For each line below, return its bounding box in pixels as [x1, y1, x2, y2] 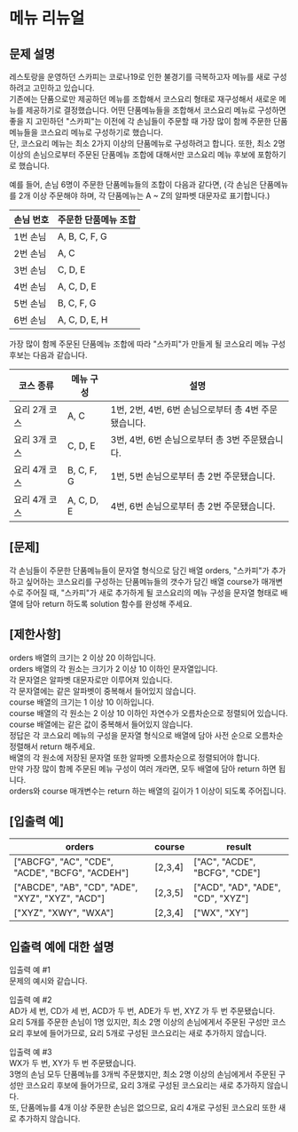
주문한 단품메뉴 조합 [57, 214, 137, 226]
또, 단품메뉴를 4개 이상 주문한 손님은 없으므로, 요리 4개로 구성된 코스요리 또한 [9, 1103, 277, 1113]
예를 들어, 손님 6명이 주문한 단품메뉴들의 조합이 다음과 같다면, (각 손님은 [9, 179, 258, 189]
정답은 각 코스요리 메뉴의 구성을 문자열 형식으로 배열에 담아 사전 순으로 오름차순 [9, 729, 284, 740]
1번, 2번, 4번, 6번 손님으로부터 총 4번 [110, 403, 259, 416]
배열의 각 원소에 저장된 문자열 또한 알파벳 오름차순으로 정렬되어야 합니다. [9, 752, 260, 762]
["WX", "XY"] [193, 907, 249, 920]
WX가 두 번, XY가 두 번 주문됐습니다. [9, 1058, 137, 1069]
